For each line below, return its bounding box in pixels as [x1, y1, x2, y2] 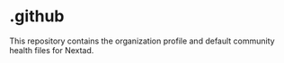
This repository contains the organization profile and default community [9, 35, 276, 46]
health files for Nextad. [9, 44, 94, 55]
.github [9, 6, 65, 27]
